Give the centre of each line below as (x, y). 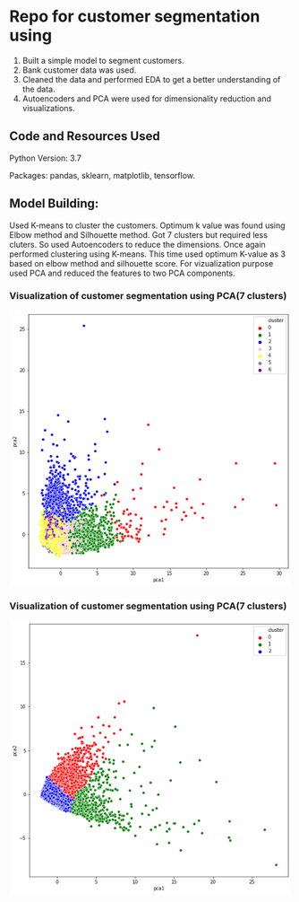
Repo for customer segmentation (135, 17)
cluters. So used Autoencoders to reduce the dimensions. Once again (137, 244)
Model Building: (54, 204)
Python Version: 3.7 (46, 158)
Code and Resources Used (85, 136)
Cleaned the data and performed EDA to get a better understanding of (151, 79)
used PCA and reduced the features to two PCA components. (122, 273)
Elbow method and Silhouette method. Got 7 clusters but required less (139, 234)
